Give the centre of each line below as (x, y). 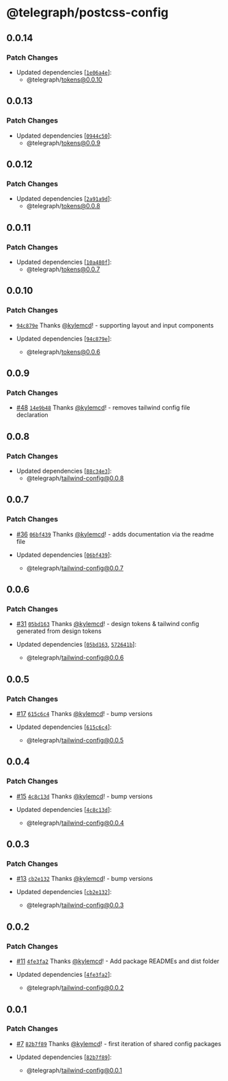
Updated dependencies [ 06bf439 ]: (64, 555)
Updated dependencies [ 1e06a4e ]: (64, 72)
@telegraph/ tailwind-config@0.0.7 (75, 568)
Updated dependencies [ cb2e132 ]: (64, 892)
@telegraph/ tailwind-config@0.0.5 (75, 741)
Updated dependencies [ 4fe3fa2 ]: (64, 975)
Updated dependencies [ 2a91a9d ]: (64, 199)
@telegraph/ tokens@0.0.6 (63, 351)
